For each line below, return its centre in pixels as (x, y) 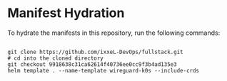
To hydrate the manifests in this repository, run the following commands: (114, 33)
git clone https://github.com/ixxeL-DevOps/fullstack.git (95, 52)
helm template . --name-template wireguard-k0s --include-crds (104, 70)
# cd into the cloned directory (55, 58)
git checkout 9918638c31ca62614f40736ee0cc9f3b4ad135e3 (92, 64)
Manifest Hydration (66, 13)
